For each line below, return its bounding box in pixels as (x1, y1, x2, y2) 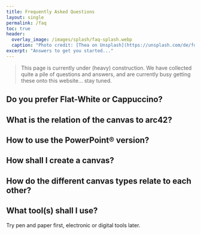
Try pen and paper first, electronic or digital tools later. (6, 221, 141, 228)
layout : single (6, 14, 44, 20)
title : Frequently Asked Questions (6, 8, 95, 15)
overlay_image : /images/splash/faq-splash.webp (11, 37, 133, 43)
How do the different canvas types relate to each (6, 176, 191, 186)
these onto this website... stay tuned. (20, 77, 112, 84)
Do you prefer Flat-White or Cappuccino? (6, 94, 163, 105)
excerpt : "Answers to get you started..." (6, 48, 114, 54)
